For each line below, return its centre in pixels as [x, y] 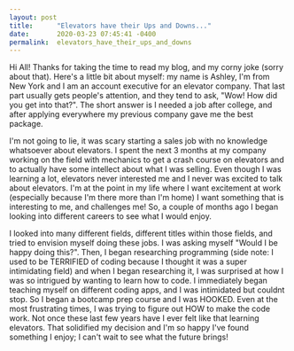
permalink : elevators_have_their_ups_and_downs [101, 42]
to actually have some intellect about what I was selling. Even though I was [145, 169]
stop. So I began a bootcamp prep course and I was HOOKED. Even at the [144, 300]
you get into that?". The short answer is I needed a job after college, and [141, 105]
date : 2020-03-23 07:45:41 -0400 [83, 34]
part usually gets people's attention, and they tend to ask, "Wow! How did [143, 96]
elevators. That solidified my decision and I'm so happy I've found [129, 328]
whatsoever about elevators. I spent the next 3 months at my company [138, 151]
